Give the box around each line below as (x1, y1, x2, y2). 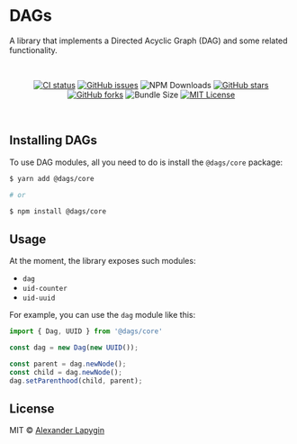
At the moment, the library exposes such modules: (9, 256, 196, 267)
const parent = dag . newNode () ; (9, 359, 127, 368)
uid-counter (22, 285, 67, 294)
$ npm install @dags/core (9, 206, 106, 216)
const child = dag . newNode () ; (9, 367, 123, 376)
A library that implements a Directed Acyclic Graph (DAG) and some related (9, 35, 288, 46)
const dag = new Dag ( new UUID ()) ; (9, 343, 139, 352)
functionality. (9, 44, 58, 55)
